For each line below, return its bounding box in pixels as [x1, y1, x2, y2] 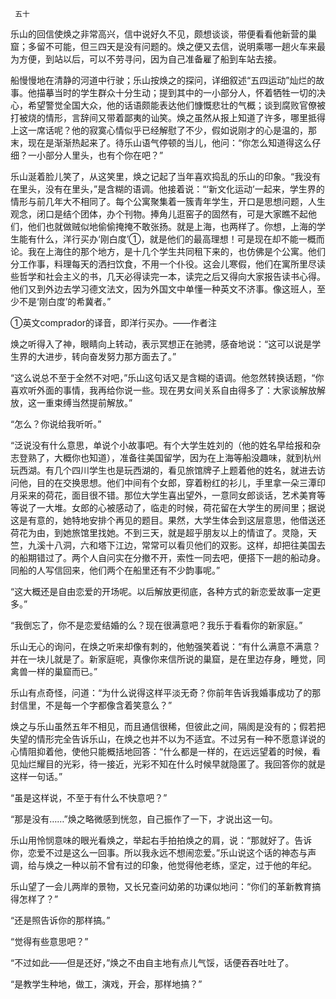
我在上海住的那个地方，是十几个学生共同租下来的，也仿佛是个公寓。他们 [27, 246, 326, 257]
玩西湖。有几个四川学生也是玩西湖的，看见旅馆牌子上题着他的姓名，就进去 [10, 464, 317, 476]
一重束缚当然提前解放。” [36, 397, 133, 408]
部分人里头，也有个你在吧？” [44, 149, 164, 161]
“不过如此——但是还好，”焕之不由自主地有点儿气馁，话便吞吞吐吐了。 [10, 957, 295, 968]
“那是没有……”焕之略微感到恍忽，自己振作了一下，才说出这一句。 [10, 813, 278, 825]
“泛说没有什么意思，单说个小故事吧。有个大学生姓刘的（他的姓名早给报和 [10, 439, 313, 451]
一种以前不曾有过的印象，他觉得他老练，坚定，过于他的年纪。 [62, 859, 317, 871]
